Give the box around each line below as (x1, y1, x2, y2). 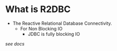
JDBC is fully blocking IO (27, 31, 80, 37)
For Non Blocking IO (20, 25, 63, 31)
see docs (5, 40, 24, 46)
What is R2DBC (5, 4, 71, 15)
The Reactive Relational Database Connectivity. (12, 20, 112, 26)
